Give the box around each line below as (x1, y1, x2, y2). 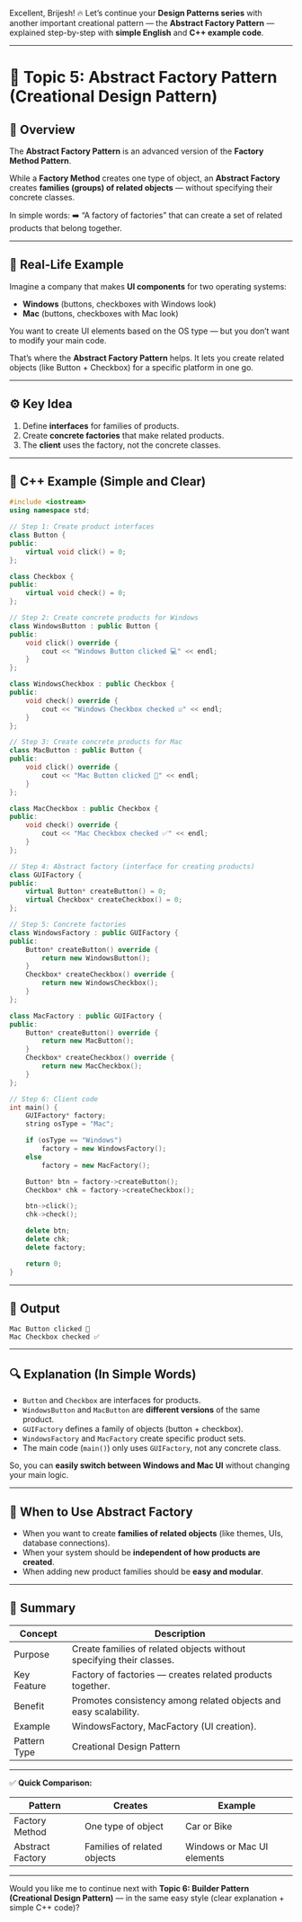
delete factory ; (25, 1242, 87, 1252)
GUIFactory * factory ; (25, 1111, 106, 1120)
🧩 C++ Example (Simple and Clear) (9, 474, 207, 489)
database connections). (22, 1537, 111, 1548)
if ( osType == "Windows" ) (25, 1136, 123, 1145)
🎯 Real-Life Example (9, 257, 124, 272)
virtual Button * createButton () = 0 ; (25, 887, 167, 896)
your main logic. (9, 1470, 69, 1481)
